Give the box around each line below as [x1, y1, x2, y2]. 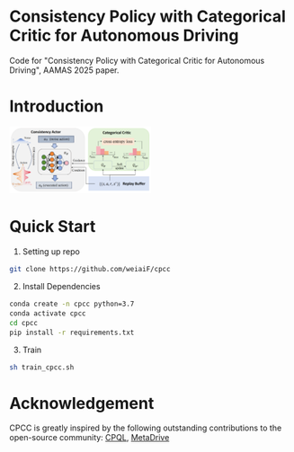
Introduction [9, 96, 104, 117]
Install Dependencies [22, 281, 101, 292]
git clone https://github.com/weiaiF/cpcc [9, 265, 171, 274]
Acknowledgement [9, 393, 155, 413]
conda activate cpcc [9, 308, 87, 318]
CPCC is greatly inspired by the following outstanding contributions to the [9, 422, 282, 433]
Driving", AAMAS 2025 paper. [9, 65, 120, 75]
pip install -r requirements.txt [9, 328, 135, 337]
